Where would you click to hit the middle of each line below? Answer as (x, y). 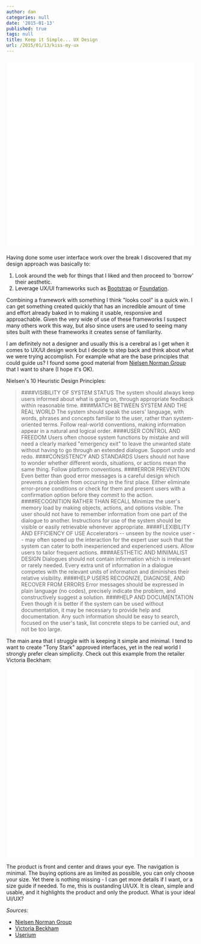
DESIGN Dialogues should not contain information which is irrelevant (106, 559)
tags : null (20, 34)
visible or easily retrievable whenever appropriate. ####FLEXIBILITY (105, 527)
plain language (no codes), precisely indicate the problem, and (98, 591)
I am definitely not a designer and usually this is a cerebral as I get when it (98, 343)
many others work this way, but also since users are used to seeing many (97, 325)
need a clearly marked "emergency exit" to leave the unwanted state (106, 444)
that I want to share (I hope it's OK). (50, 369)
